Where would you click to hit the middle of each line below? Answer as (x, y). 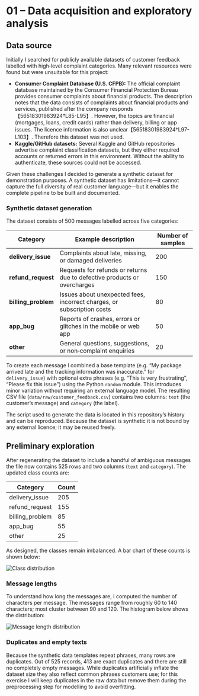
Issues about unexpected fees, (102, 294)
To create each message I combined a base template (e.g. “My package (94, 365)
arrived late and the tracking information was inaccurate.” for (81, 372)
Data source (29, 45)
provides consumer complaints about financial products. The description (103, 96)
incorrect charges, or (89, 302)
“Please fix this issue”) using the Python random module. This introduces (94, 384)
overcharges (77, 285)
